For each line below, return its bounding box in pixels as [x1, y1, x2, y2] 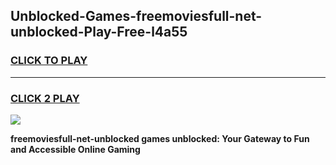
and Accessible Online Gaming [10, 143, 141, 155]
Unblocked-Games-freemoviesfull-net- [10, 8, 263, 25]
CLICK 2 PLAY [10, 91, 80, 105]
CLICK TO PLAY [10, 54, 88, 68]
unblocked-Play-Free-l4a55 [10, 24, 188, 41]
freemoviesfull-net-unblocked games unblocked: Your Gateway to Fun [10, 132, 310, 144]
